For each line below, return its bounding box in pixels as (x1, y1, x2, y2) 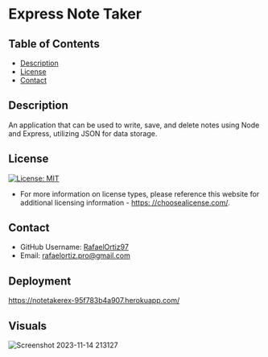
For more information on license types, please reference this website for (19, 189, 260, 198)
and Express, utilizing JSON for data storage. (8, 128, 158, 138)
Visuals (8, 319, 47, 333)
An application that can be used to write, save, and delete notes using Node (8, 120, 260, 130)
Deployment (8, 274, 72, 288)
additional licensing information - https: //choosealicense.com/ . (19, 197, 231, 207)
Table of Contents (8, 37, 101, 51)
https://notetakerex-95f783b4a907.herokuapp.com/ (8, 296, 180, 305)
